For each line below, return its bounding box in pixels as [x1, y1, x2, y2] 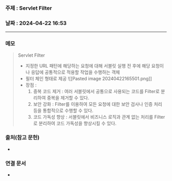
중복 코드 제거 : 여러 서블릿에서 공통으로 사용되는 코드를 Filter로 [33, 88, 160, 94]
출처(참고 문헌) [5, 134, 40, 141]
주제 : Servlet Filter [5, 4, 52, 11]
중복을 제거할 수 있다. [47, 95, 90, 101]
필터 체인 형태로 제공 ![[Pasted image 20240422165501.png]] [25, 75, 152, 81]
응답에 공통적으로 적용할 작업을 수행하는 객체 [31, 69, 120, 75]
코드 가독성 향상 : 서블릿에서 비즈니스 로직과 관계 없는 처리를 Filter [33, 114, 165, 120]
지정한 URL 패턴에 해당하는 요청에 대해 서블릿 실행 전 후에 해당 [25, 62, 150, 69]
